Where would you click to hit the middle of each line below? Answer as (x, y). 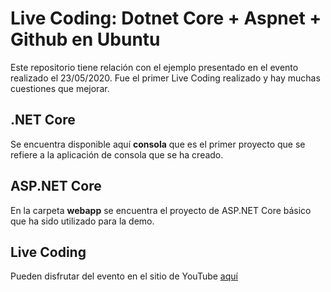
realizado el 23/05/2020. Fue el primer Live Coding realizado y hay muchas (165, 78)
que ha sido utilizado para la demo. (82, 221)
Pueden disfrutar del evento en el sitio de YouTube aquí (124, 276)
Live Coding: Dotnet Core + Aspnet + (166, 18)
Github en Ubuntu (85, 39)
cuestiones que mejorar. (60, 88)
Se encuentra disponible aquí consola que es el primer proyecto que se (158, 144)
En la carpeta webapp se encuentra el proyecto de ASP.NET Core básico (161, 210)
